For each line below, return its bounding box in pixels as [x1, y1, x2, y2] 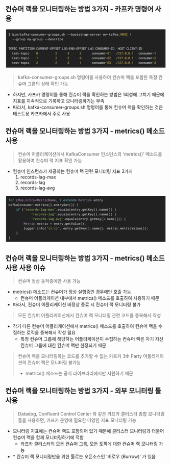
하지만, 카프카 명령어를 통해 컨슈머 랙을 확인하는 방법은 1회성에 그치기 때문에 [12, 91, 164, 97]
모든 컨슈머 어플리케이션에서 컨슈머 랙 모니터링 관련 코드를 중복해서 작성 [17, 313, 161, 319]
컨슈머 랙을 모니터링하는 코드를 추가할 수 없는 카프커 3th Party [17, 353, 142, 359]
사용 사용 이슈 [5, 263, 46, 272]
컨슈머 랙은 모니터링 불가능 [27, 359, 81, 366]
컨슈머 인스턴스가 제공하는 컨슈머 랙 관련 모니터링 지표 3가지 [12, 168, 133, 174]
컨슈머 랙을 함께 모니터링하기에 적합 [12, 434, 84, 440]
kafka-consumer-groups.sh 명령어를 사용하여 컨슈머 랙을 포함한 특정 [17, 74, 157, 80]
